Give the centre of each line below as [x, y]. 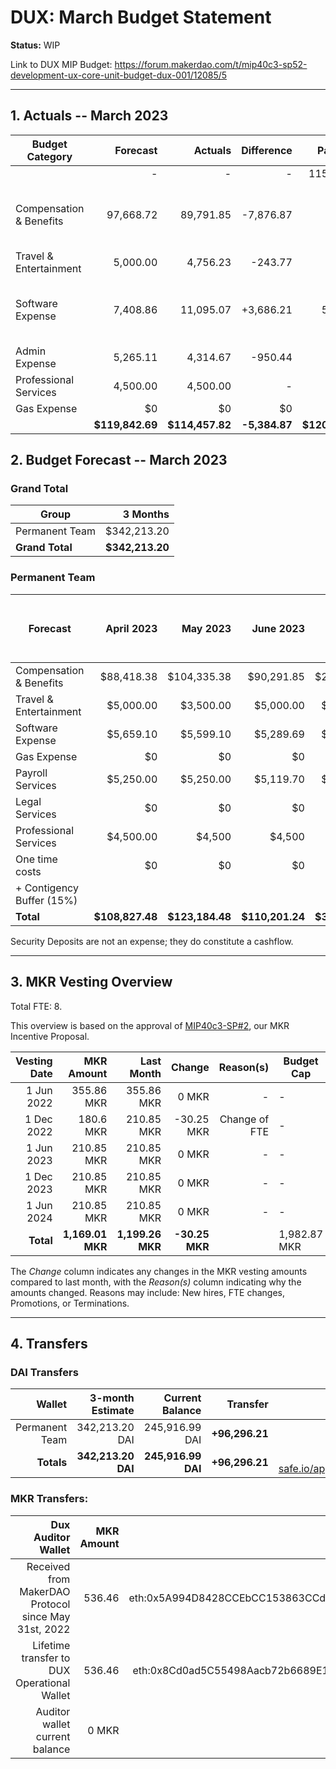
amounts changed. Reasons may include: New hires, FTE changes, [147, 1292]
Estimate [113, 1411]
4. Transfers [49, 1343]
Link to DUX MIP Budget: [61, 64]
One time [36, 859]
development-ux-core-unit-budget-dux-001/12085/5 [119, 75]
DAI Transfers [44, 1372]
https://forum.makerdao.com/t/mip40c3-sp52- [211, 64]
